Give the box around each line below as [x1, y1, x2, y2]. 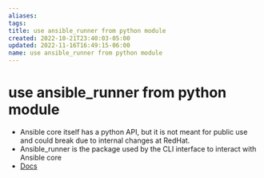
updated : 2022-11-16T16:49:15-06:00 [8, 42, 130, 50]
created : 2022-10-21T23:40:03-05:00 [8, 34, 130, 42]
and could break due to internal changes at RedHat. [19, 136, 190, 145]
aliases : [8, 11, 38, 20]
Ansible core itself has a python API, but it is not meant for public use [19, 127, 248, 136]
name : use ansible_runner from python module [8, 49, 162, 57]
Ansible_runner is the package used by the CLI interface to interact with [19, 144, 257, 153]
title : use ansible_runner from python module [8, 26, 166, 34]
